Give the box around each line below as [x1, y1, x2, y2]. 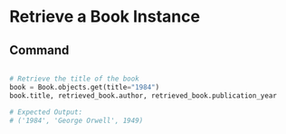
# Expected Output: [9, 107, 83, 117]
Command [9, 43, 70, 58]
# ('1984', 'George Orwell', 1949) [9, 116, 144, 125]
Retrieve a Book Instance [9, 6, 201, 27]
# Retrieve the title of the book [9, 74, 140, 83]
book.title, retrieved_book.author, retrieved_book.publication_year [9, 91, 278, 100]
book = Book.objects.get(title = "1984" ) [9, 82, 160, 91]
